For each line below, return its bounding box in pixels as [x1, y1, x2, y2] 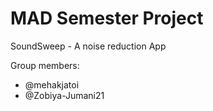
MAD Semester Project [10, 7, 204, 30]
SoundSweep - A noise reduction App [10, 40, 167, 52]
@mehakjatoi [24, 78, 80, 91]
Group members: [10, 59, 80, 71]
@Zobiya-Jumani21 [24, 89, 105, 101]
